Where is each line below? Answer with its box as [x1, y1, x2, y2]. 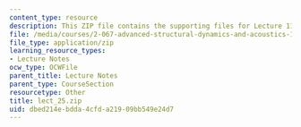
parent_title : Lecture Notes [9, 72, 118, 80]
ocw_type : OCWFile [9, 63, 78, 72]
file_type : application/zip [9, 38, 115, 47]
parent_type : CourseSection [9, 80, 115, 89]
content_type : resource [9, 13, 99, 22]
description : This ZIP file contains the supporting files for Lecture [9, 21, 282, 30]
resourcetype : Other [9, 88, 87, 97]
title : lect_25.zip [9, 96, 82, 106]
